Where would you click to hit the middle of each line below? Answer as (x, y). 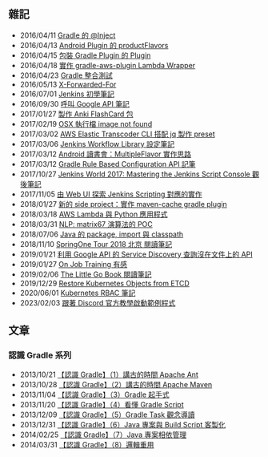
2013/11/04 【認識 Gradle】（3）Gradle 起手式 (94, 394)
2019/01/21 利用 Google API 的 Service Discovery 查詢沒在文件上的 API (136, 254)
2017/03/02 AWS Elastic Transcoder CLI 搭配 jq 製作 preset (118, 134)
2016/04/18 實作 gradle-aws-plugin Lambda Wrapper (108, 65)
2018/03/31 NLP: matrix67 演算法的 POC (86, 224)
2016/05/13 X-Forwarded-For (68, 84)
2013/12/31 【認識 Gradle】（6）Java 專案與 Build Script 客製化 (123, 424)
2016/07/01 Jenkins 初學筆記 (67, 94)
